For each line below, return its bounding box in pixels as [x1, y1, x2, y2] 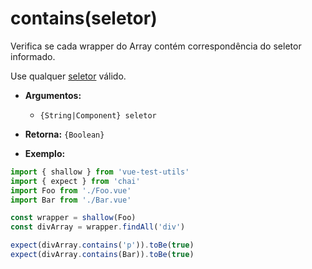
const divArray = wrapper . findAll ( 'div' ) [10, 222, 186, 232]
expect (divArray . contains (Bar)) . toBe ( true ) [10, 250, 195, 260]
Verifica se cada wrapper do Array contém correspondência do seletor [10, 40, 302, 52]
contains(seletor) [10, 7, 158, 30]
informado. [10, 50, 56, 62]
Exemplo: [24, 147, 66, 159]
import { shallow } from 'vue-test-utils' [10, 167, 190, 177]
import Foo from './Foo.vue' [10, 185, 132, 196]
